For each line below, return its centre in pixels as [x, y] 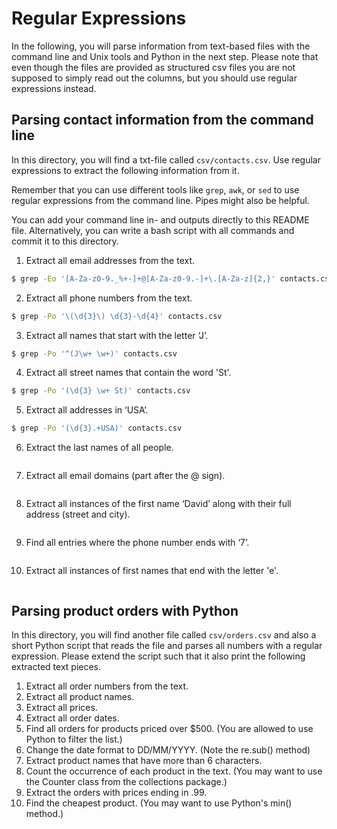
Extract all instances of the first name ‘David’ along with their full [158, 504]
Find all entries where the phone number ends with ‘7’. [137, 543]
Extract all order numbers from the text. [107, 686]
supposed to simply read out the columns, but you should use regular [154, 78]
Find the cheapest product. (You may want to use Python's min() [159, 803]
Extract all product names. [80, 696]
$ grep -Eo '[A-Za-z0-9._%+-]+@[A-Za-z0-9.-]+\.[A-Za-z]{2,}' [143, 278]
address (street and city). [78, 514]
